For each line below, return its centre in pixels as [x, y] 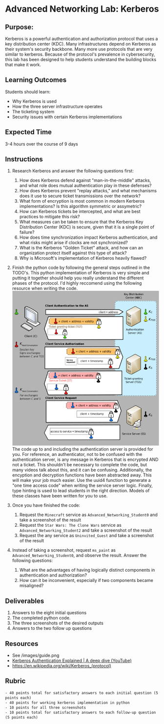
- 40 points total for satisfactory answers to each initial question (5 [82, 693]
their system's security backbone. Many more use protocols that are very [79, 49]
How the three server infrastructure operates [57, 106]
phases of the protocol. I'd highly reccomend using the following [77, 283]
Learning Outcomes [36, 80]
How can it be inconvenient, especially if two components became [86, 580]
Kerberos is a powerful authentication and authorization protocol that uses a [82, 39]
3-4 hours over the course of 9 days [41, 144]
